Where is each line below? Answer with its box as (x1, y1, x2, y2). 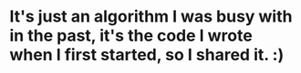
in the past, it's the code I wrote (9, 25, 253, 46)
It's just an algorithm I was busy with (9, 6, 293, 27)
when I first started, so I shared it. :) (9, 45, 285, 65)
